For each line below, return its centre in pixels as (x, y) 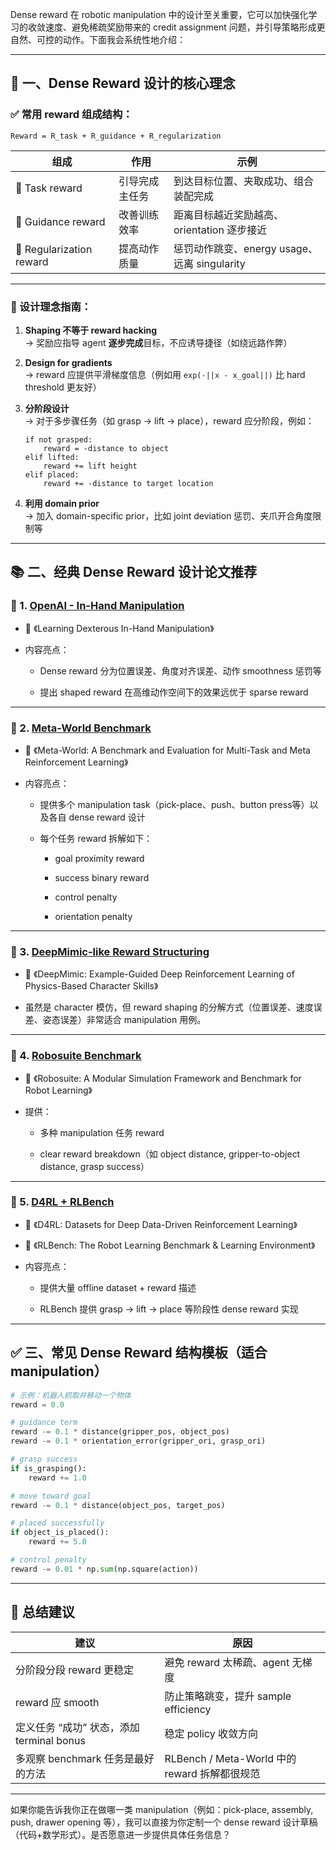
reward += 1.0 (57, 1478)
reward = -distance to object (106, 448)
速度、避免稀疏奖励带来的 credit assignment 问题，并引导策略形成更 (185, 27)
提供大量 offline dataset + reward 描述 (118, 1287)
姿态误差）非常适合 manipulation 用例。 (124, 1020)
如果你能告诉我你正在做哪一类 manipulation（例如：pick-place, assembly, (162, 1809)
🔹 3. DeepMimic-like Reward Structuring (110, 951)
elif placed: (52, 474)
